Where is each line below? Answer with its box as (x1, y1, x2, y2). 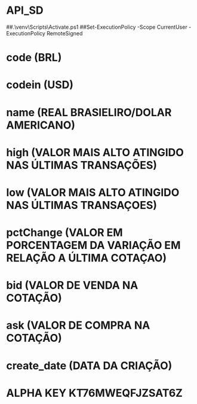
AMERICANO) (6, 118, 76, 132)
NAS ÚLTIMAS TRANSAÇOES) (6, 198, 157, 212)
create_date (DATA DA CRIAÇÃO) (6, 359, 173, 372)
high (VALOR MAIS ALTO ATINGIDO (6, 145, 184, 159)
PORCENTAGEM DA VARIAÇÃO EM (6, 239, 181, 252)
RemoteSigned (47, 29, 83, 37)
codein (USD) (6, 78, 73, 92)
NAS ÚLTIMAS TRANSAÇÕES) (6, 158, 157, 172)
